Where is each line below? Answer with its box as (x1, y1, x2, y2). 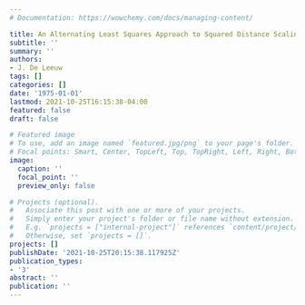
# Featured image (9, 131, 75, 140)
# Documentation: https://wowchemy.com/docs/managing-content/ (9, 13, 254, 23)
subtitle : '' (9, 38, 59, 47)
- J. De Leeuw (9, 64, 64, 73)
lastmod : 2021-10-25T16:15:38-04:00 (9, 97, 148, 106)
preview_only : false (17, 181, 95, 191)
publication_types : (9, 256, 84, 266)
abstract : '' (9, 273, 59, 282)
